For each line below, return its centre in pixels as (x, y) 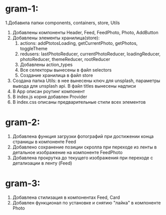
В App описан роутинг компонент (49, 91)
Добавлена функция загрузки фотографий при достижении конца (83, 136)
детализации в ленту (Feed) (42, 163)
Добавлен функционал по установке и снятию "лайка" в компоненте (87, 202)
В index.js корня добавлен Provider (50, 97)
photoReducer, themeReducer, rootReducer (65, 59)
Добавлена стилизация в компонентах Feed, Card (66, 197)
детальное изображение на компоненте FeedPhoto (67, 152)
